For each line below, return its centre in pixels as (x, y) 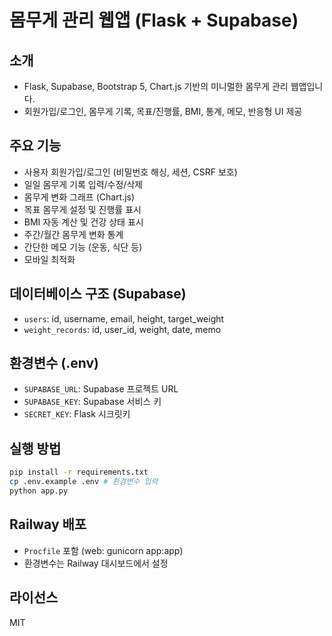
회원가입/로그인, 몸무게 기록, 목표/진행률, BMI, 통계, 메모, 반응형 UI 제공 (163, 111)
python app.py (39, 491)
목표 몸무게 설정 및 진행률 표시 (82, 209)
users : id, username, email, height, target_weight (124, 318)
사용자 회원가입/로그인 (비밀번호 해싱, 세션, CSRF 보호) (130, 172)
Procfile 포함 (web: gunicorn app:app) (103, 550)
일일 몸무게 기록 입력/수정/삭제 (83, 184)
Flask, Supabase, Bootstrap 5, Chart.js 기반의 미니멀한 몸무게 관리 (156, 86)
